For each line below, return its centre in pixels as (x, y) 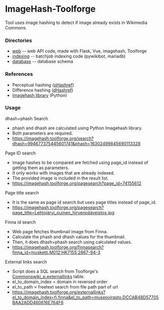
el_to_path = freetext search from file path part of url (65, 287)
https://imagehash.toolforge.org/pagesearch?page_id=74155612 (77, 183)
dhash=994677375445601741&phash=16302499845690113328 (76, 143)
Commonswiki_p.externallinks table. (48, 276)
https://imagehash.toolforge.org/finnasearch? (58, 247)
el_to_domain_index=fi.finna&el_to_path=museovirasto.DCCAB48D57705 (85, 297)
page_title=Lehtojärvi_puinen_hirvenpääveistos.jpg (63, 212)
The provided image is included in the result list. (60, 178)
